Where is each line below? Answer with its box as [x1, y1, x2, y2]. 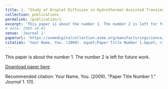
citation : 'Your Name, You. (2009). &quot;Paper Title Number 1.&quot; [5, 40, 157, 45]
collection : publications [5, 12, 59, 17]
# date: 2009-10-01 [5, 26, 46, 31]
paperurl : [5, 36, 26, 41]
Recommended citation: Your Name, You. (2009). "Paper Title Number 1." [5, 73, 156, 79]
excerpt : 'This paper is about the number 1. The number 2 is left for [5, 21, 157, 27]
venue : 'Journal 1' [5, 31, 46, 36]
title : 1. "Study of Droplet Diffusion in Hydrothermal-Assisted [5, 7, 144, 13]
